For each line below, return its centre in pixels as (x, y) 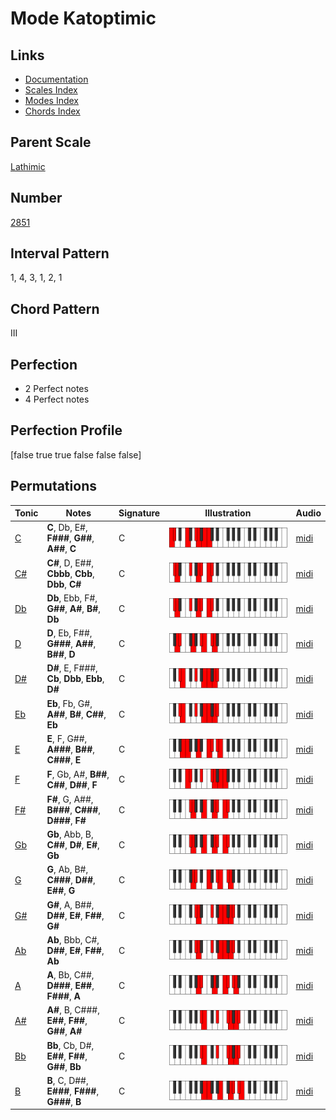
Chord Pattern (55, 308)
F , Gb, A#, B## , (78, 774)
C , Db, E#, (67, 528)
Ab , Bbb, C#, (73, 939)
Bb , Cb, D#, (70, 1045)
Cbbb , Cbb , (70, 573)
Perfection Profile (66, 430)
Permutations (53, 486)
